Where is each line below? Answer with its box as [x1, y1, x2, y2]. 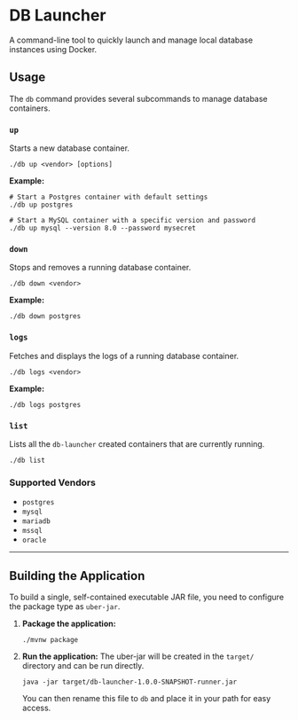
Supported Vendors [9, 476, 96, 489]
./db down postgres [9, 312, 82, 321]
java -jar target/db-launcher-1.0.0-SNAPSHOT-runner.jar [21, 677, 238, 687]
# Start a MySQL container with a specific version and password [9, 216, 255, 225]
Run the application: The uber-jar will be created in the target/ [21, 651, 255, 661]
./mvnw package [21, 636, 79, 645]
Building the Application [9, 568, 145, 583]
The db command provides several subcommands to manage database [9, 93, 268, 104]
